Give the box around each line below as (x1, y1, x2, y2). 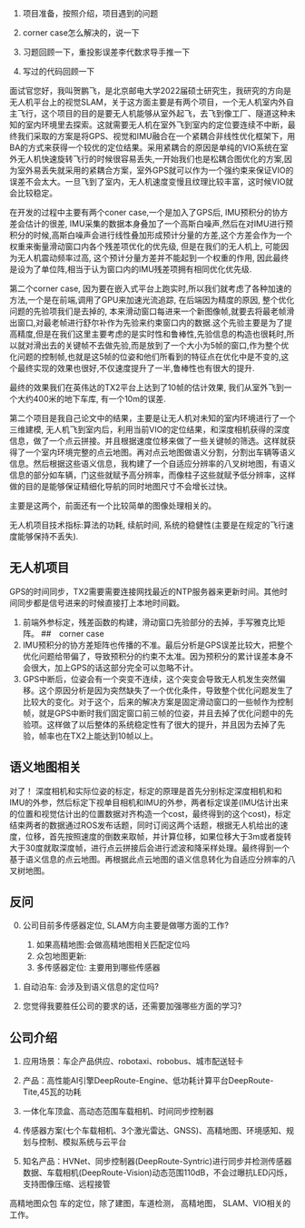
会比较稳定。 (9, 187, 57, 198)
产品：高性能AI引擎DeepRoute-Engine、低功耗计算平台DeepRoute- (22, 1075, 274, 1086)
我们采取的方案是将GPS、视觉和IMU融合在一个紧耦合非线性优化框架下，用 (16, 131, 296, 141)
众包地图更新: (35, 951, 87, 961)
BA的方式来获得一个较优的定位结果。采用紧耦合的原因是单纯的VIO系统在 (9, 142, 280, 153)
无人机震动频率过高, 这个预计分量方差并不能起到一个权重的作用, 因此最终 (16, 253, 289, 263)
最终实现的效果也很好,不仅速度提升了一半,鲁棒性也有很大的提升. (16, 363, 256, 373)
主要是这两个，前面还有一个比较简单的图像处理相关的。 (9, 500, 216, 511)
